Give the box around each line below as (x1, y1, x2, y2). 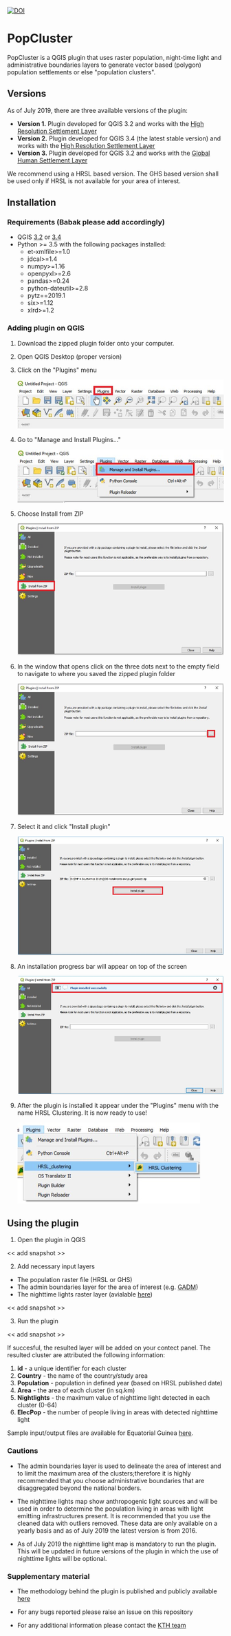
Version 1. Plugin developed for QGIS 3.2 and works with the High (16, 119, 204, 127)
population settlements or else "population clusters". (7, 67, 156, 76)
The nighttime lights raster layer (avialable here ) (16, 1290, 153, 1299)
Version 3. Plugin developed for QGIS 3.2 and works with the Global (16, 149, 210, 157)
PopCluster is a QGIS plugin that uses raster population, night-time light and (7, 53, 222, 61)
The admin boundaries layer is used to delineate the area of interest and (16, 1462, 221, 1470)
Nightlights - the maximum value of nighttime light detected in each (16, 1394, 210, 1402)
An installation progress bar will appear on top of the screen (16, 963, 188, 971)
